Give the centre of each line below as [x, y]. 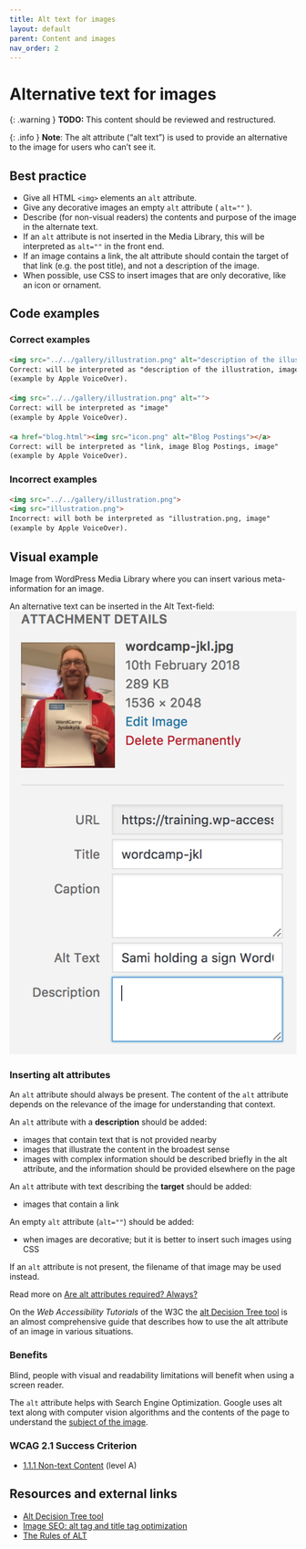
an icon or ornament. [62, 285]
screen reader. [37, 1385]
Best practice [48, 176]
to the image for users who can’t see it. [83, 147]
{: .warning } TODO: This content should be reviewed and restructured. [143, 120]
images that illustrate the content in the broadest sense [126, 1149]
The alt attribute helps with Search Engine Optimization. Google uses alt [146, 1402]
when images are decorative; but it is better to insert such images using [157, 1240]
